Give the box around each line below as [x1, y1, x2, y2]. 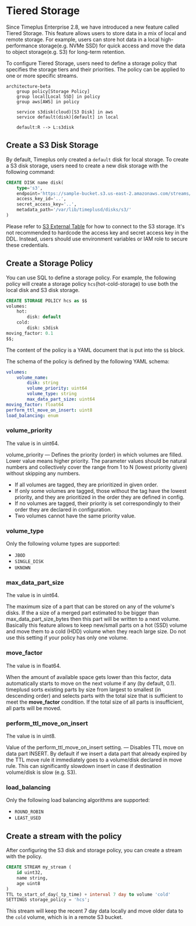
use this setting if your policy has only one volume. [6, 634, 128, 642]
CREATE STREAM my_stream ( [6, 865, 72, 870]
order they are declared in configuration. [14, 506, 112, 513]
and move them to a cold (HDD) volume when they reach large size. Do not [6, 628, 186, 635]
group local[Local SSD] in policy [16, 94, 100, 100]
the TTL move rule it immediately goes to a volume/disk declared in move [6, 756, 183, 763]
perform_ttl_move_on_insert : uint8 [6, 407, 93, 413]
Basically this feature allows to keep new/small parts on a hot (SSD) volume [6, 622, 188, 629]
